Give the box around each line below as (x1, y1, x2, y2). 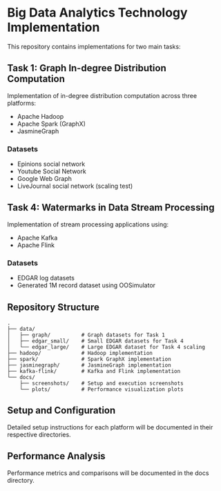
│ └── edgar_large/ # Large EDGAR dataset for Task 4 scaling (7, 343, 206, 350)
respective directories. (7, 430, 71, 439)
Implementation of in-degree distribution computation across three (7, 91, 198, 99)
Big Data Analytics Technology (7, 5, 188, 21)
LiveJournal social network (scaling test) (17, 182, 133, 191)
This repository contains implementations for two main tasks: (7, 42, 181, 50)
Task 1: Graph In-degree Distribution (7, 62, 167, 74)
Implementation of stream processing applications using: (7, 220, 169, 229)
